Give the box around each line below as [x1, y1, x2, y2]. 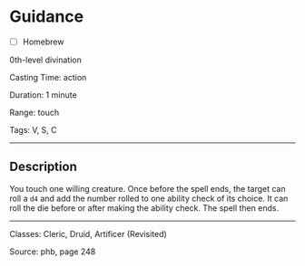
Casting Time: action [9, 72, 87, 82]
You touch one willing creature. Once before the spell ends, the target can [9, 183, 286, 194]
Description [9, 159, 77, 175]
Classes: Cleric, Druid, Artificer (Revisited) [9, 228, 168, 239]
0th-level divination [9, 54, 82, 65]
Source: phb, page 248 [9, 246, 96, 257]
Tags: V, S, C [9, 125, 57, 135]
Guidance [9, 6, 84, 27]
